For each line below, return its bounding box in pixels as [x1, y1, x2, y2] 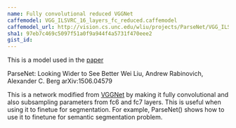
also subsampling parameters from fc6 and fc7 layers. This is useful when [7, 98, 221, 106]
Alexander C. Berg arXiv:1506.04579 [7, 77, 113, 85]
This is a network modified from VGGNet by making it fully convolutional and [7, 91, 229, 99]
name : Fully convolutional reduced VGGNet [7, 10, 133, 18]
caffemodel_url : [7, 23, 55, 30]
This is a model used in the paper [7, 56, 104, 64]
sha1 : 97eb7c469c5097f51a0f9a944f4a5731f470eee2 [7, 30, 152, 37]
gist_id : [7, 37, 33, 44]
